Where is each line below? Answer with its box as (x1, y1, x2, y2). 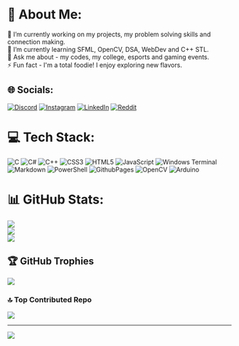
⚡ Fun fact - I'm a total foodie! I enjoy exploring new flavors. (7, 61, 183, 69)
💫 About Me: (7, 6, 83, 23)
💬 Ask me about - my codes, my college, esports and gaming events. (7, 53, 210, 61)
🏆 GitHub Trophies (7, 256, 95, 268)
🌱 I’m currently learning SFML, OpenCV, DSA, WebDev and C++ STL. (7, 45, 209, 53)
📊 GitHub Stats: (7, 192, 105, 207)
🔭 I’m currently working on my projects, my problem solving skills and (7, 30, 211, 38)
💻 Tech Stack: (7, 129, 95, 145)
